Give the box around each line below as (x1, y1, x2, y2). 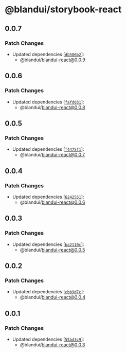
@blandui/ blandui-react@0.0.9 (20, 57, 85, 63)
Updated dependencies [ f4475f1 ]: (12, 146, 84, 152)
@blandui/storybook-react (5, 4, 122, 15)
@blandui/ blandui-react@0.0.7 (20, 152, 85, 158)
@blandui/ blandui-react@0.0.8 (20, 104, 85, 110)
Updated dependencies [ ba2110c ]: (12, 241, 84, 248)
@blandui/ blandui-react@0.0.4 (20, 294, 86, 301)
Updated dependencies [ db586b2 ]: (12, 51, 84, 57)
